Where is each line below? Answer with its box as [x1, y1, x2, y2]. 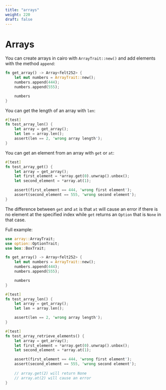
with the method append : [5, 61, 56, 67]
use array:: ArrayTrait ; [5, 236, 56, 241]
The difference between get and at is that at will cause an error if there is [5, 206, 158, 212]
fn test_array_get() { [5, 164, 53, 169]
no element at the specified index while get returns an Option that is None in [5, 211, 161, 217]
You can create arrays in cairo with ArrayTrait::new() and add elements [5, 55, 155, 61]
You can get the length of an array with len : [5, 107, 96, 114]
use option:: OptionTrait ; [5, 241, 60, 246]
